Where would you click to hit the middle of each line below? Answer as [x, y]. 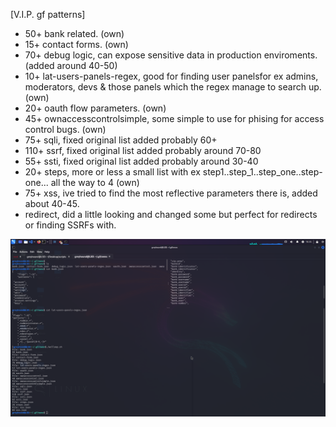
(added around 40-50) [71, 65]
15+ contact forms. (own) [76, 44]
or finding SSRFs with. [70, 225]
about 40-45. [52, 203]
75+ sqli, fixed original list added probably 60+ [121, 140]
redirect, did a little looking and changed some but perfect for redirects [171, 214]
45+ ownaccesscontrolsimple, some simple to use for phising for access [174, 118]
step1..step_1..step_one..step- [262, 172]
